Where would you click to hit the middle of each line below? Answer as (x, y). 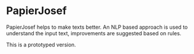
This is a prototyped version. (41, 45)
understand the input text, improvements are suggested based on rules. (94, 33)
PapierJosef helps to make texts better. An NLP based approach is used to (97, 27)
